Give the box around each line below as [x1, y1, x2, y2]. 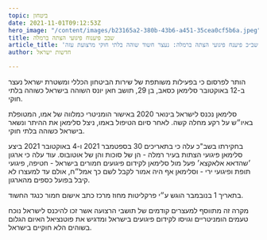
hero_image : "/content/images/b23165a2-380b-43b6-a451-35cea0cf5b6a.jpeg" [8, 26, 261, 34]
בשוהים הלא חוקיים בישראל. [8, 223, 92, 232]
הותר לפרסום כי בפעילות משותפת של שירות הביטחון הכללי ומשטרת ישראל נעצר [8, 77, 246, 86]
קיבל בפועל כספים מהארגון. [8, 175, 91, 185]
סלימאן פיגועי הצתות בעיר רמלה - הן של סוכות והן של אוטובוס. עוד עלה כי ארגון [8, 150, 243, 159]
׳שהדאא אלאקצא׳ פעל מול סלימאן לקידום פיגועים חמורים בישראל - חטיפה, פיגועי [8, 158, 252, 167]
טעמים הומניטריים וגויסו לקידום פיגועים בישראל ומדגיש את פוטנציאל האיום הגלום [8, 215, 249, 223]
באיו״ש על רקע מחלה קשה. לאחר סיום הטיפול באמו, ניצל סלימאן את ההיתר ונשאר [8, 118, 253, 127]
